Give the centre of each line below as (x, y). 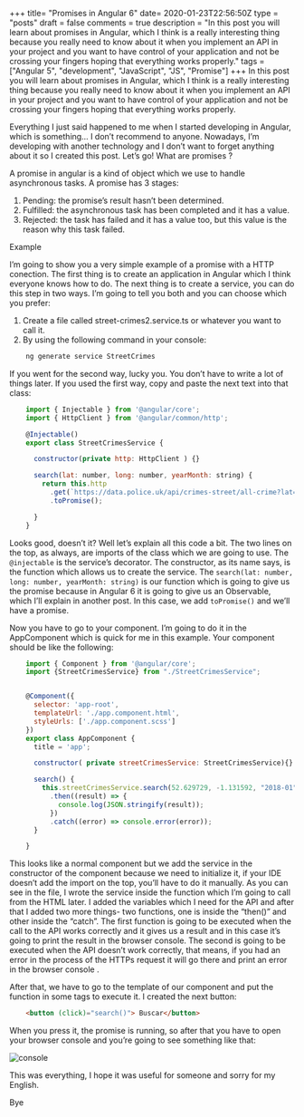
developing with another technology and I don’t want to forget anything (142, 146)
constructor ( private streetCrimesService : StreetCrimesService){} (163, 763)
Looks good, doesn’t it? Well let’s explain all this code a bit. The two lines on (151, 543)
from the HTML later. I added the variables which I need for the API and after (152, 902)
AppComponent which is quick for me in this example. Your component (142, 637)
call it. (33, 330)
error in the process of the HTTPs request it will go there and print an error (148, 960)
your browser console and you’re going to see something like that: (133, 1040)
